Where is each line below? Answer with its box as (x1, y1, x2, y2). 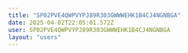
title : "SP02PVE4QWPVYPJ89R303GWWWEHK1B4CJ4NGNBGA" (8, 11, 181, 19)
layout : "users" (8, 33, 61, 41)
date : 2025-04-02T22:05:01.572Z (8, 19, 114, 26)
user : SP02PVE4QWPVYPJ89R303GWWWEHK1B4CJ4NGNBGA (8, 26, 171, 34)
